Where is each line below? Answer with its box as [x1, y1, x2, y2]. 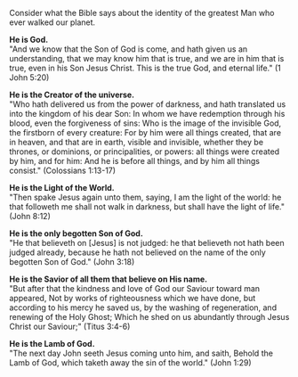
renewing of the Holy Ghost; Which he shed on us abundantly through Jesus [9, 312, 290, 322]
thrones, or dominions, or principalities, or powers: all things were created [9, 146, 280, 157]
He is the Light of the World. [9, 183, 115, 193]
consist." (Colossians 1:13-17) [9, 165, 117, 176]
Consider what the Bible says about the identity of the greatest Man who [9, 8, 275, 18]
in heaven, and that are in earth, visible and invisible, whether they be [9, 137, 264, 147]
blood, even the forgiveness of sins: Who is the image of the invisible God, [9, 118, 282, 128]
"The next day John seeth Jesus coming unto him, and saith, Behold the [9, 348, 274, 358]
